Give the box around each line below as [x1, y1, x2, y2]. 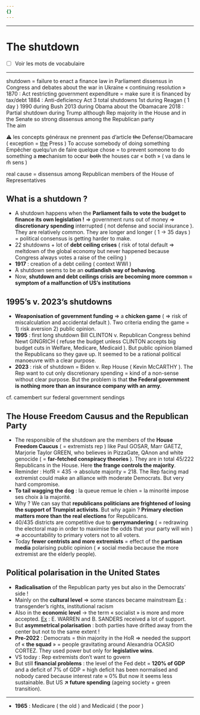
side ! [14, 590, 29, 597]
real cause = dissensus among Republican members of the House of [6, 170, 174, 177]
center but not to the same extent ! [14, 628, 100, 635]
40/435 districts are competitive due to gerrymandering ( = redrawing [14, 519, 189, 526]
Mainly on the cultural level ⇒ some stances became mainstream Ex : [14, 596, 186, 603]
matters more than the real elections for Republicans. [14, 513, 148, 520]
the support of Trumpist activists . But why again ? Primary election [14, 506, 183, 513]
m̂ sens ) [6, 159, 28, 166]
